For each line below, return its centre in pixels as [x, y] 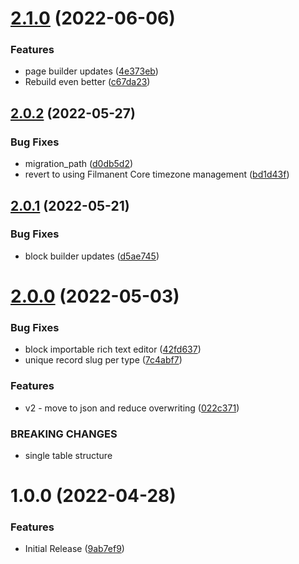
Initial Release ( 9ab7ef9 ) [74, 549]
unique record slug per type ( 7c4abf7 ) [103, 360]
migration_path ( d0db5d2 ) [79, 164]
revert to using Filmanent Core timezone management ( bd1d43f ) [157, 174]
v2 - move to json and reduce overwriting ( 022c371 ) [132, 408]
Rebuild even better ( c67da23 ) [87, 82]
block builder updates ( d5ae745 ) [92, 256]
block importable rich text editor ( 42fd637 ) [113, 349]
